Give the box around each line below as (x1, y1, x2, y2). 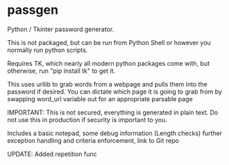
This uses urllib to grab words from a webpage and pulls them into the (7, 80, 208, 88)
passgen (7, 2, 59, 18)
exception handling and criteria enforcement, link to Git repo (7, 136, 179, 144)
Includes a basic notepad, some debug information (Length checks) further (7, 129, 223, 137)
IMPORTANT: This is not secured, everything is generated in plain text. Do (7, 108, 219, 116)
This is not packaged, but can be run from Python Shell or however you (7, 38, 212, 46)
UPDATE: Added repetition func (7, 150, 97, 158)
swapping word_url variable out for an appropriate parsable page (7, 94, 193, 103)
